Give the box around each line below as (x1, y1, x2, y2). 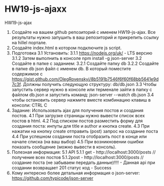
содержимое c (11, 71, 43, 77)
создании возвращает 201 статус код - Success (11, 164, 112, 170)
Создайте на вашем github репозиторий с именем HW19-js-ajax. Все (11, 29, 156, 35)
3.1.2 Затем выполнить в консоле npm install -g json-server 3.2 (11, 55, 142, 61)
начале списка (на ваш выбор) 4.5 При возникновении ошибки (11, 138, 144, 144)
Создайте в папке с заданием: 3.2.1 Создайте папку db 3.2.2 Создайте (11, 60, 159, 66)
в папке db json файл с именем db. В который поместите (11, 65, 131, 72)
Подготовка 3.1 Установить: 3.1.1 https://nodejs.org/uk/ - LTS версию (11, 50, 153, 56)
